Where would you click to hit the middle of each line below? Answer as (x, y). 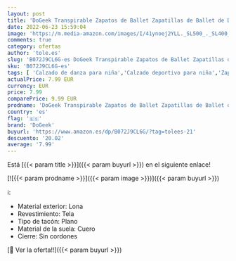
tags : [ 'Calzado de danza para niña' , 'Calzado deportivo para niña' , (113, 72)
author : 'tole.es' (34, 53)
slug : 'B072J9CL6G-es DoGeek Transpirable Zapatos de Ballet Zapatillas (116, 60)
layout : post (26, 14)
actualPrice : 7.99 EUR (40, 79)
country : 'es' (28, 112)
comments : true (29, 40)
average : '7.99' (31, 145)
